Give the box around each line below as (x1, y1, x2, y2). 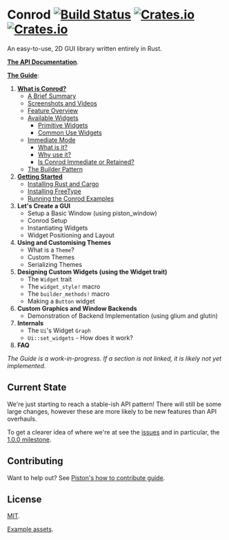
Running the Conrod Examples (27, 194, 114, 203)
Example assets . (7, 525, 54, 534)
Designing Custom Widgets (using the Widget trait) (17, 268, 168, 276)
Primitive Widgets (37, 121, 88, 129)
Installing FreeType (27, 187, 81, 195)
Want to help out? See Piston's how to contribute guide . (7, 473, 166, 482)
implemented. (7, 361, 46, 370)
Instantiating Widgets (27, 223, 88, 232)
